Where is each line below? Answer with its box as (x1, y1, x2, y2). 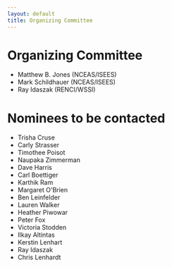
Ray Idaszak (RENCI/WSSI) (17, 85, 96, 94)
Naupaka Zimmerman (17, 156, 81, 164)
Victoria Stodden (17, 223, 67, 232)
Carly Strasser (17, 141, 60, 149)
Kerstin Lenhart (17, 238, 63, 247)
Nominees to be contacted (7, 110, 166, 126)
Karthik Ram (17, 178, 54, 187)
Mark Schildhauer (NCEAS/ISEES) (17, 78, 116, 87)
